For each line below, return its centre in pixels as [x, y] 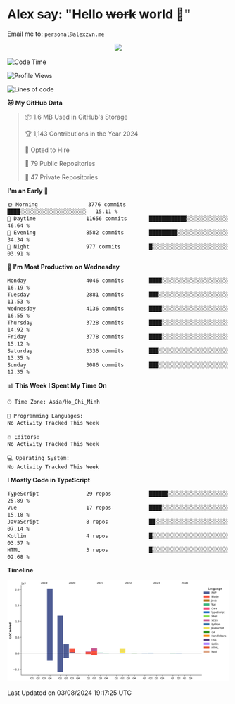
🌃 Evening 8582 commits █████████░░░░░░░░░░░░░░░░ [118, 232]
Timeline [20, 570]
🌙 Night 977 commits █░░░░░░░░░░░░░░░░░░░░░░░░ [118, 247]
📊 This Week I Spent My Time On [57, 385]
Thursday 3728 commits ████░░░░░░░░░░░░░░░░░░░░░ [118, 323]
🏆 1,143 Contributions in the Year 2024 [81, 134]
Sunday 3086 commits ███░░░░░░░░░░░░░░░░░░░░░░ [118, 365]
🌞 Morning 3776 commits [67, 204]
